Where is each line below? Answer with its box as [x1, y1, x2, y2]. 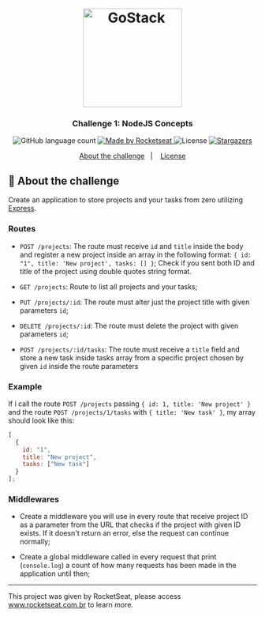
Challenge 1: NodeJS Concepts [72, 119, 193, 130]
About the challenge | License [79, 151, 186, 161]
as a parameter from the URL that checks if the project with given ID [19, 520, 241, 529]
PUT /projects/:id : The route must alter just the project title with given [19, 297, 250, 307]
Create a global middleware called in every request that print [19, 552, 217, 562]
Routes [8, 224, 36, 235]
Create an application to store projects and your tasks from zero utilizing [8, 195, 243, 205]
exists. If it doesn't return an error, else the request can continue [19, 529, 230, 538]
